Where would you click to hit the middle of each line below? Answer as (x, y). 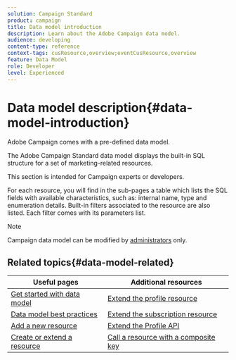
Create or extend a (41, 337)
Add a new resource (44, 326)
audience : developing (39, 40)
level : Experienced (36, 73)
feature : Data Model (38, 60)
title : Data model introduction (54, 27)
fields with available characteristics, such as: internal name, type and (107, 198)
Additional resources (166, 283)
